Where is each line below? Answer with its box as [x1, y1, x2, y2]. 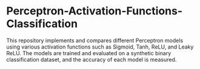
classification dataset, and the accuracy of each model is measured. [6, 56, 177, 63]
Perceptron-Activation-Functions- [6, 4, 183, 18]
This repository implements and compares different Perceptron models [6, 37, 184, 44]
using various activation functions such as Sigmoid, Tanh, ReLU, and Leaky [6, 43, 194, 50]
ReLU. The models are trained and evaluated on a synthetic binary [6, 49, 172, 56]
